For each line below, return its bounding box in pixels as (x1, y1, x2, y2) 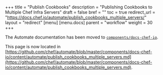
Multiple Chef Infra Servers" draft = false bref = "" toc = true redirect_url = (5, 9, 156, 15)
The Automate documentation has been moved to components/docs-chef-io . (5, 34, 159, 40)
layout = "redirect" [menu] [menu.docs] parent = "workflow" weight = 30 (5, 19, 153, 25)
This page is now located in (5, 44, 61, 49)
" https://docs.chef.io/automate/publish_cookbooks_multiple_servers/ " (5, 15, 147, 20)
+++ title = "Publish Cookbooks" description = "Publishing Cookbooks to (5, 4, 153, 10)
